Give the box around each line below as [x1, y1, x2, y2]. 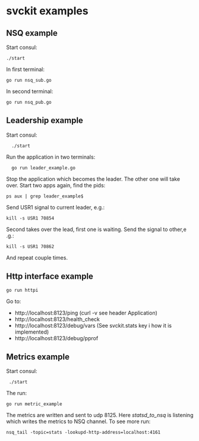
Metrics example [6, 352, 70, 362]
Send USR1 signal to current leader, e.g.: [6, 203, 105, 211]
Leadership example [6, 115, 83, 126]
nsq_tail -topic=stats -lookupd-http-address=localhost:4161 [6, 430, 161, 436]
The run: [6, 390, 27, 397]
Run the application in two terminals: [6, 153, 96, 161]
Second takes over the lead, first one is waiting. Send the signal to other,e [6, 226, 187, 233]
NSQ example [6, 28, 58, 38]
